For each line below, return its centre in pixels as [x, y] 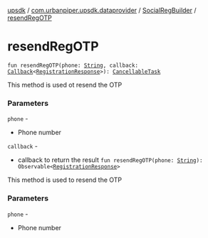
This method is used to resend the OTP [65, 180]
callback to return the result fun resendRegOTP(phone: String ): [110, 160]
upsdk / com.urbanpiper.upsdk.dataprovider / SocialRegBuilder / [102, 10]
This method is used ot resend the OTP [65, 85]
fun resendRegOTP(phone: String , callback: [73, 65]
